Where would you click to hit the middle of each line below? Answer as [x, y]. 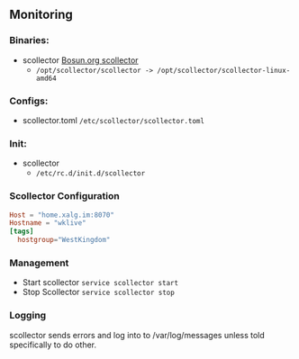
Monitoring [41, 15]
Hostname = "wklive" [48, 223]
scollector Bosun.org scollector [80, 60]
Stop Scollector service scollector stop [99, 292]
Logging [28, 316]
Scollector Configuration [64, 196]
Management [39, 263]
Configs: [29, 101]
